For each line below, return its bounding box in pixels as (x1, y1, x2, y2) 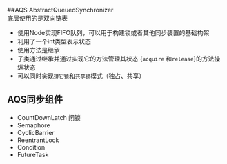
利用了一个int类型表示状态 (17, 37, 92, 45)
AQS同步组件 (7, 94, 63, 105)
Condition (17, 143, 46, 151)
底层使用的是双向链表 (7, 14, 68, 22)
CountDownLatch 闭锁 (17, 113, 81, 121)
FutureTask (17, 150, 49, 158)
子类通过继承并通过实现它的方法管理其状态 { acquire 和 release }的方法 (17, 54, 215, 63)
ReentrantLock (17, 136, 59, 144)
